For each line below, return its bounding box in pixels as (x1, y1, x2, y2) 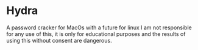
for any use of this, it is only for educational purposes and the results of (6, 30, 186, 37)
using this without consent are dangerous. (6, 37, 112, 44)
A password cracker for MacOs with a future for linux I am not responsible (6, 24, 192, 31)
